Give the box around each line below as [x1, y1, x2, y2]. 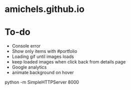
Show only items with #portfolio [11, 48, 77, 54]
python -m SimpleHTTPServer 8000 [4, 79, 79, 85]
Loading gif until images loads [11, 53, 74, 59]
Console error [11, 43, 41, 49]
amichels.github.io [4, 3, 84, 15]
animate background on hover [11, 69, 74, 75]
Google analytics [11, 64, 47, 70]
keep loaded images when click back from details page [11, 59, 126, 65]
